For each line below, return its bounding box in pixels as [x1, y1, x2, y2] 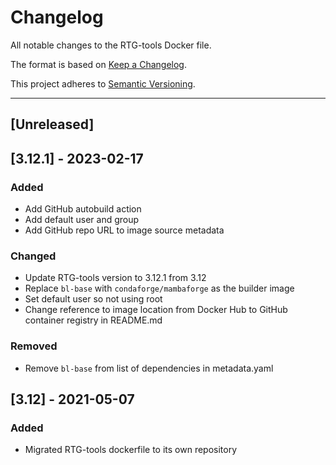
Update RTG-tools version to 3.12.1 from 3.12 [24, 272, 207, 284]
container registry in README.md [24, 314, 163, 326]
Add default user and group [24, 214, 140, 226]
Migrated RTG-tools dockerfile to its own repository [24, 444, 238, 456]
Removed [10, 339, 58, 353]
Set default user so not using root [24, 293, 163, 305]
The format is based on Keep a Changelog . [10, 58, 187, 70]
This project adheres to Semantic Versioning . [10, 77, 196, 90]
